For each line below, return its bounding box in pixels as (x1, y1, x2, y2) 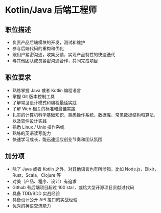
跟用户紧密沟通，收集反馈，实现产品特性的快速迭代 (12, 52, 115, 57)
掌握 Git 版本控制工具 (12, 94, 55, 99)
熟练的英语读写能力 (12, 130, 51, 136)
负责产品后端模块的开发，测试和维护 (12, 40, 86, 45)
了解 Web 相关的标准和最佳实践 (12, 106, 76, 112)
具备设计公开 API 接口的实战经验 (12, 196, 78, 202)
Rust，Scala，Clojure (12, 172, 56, 178)
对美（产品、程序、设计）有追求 (12, 178, 77, 184)
